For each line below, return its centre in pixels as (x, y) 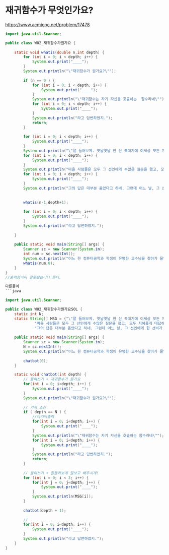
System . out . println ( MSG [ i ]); (63, 497)
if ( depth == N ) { (45, 412)
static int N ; (29, 314)
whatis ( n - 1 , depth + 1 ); (46, 202)
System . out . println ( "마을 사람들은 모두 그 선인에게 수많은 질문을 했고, (91, 169)
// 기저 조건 (35, 407)
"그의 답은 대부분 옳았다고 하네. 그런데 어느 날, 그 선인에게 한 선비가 (98, 328)
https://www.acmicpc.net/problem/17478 (48, 24)
